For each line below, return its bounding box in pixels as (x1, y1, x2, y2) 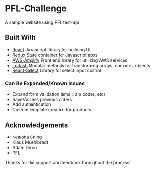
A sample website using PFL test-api (5, 19, 79, 25)
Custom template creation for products (12, 107, 91, 113)
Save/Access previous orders (12, 97, 72, 102)
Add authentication (12, 102, 51, 107)
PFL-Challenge (5, 3, 67, 14)
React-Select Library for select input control (12, 68, 102, 73)
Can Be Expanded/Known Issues (5, 80, 85, 87)
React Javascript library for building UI (12, 46, 91, 52)
